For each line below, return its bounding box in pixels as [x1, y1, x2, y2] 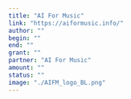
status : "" [8, 71, 45, 79]
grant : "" [8, 49, 42, 57]
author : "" [8, 26, 45, 34]
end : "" [8, 42, 35, 49]
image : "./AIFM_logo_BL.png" [8, 78, 106, 86]
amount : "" [8, 64, 45, 72]
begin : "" [8, 34, 42, 42]
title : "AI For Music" [8, 11, 84, 20]
